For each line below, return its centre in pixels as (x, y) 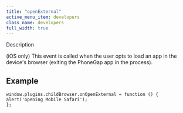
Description (20, 45)
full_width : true (27, 28)
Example (22, 81)
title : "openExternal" (34, 11)
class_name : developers (35, 22)
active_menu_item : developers (43, 17)
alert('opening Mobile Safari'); (47, 100)
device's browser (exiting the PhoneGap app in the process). (79, 62)
